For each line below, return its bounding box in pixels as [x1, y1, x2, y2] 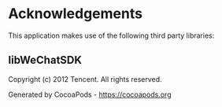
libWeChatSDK [8, 53, 83, 67]
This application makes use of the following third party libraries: [8, 31, 215, 40]
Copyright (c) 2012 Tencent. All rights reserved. [8, 74, 163, 83]
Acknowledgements [8, 5, 143, 23]
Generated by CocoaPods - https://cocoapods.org [8, 90, 172, 99]
